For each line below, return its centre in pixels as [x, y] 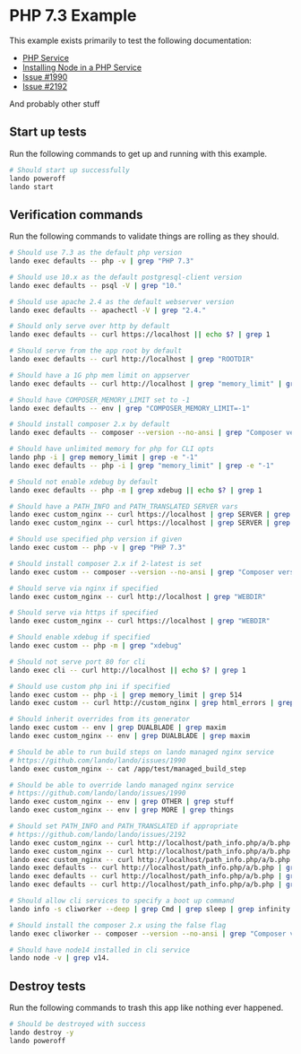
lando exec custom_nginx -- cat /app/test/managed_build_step [128, 769]
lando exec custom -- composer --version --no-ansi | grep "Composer [142, 572]
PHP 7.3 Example [73, 16]
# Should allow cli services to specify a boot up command [122, 901]
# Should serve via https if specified [84, 613]
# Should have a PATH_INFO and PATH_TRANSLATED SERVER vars [124, 506]
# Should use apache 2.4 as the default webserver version [122, 301]
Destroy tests [48, 986]
